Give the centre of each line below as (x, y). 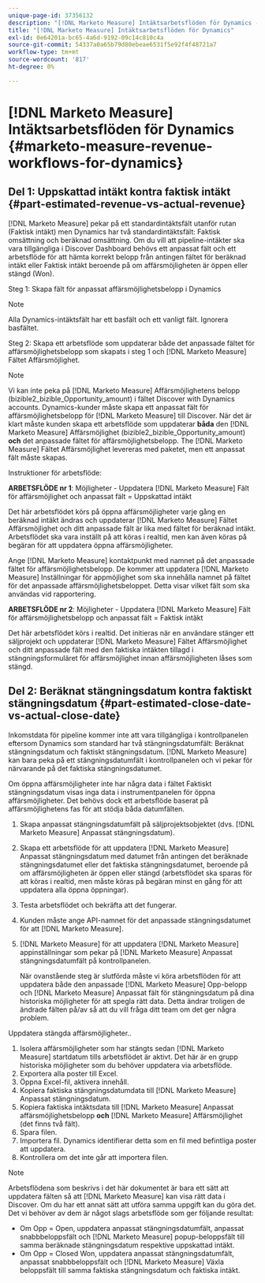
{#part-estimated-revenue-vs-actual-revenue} (127, 205)
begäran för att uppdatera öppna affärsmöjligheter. (91, 545)
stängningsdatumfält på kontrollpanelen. (85, 960)
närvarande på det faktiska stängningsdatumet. (85, 768)
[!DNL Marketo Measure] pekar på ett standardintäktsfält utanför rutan (122, 223)
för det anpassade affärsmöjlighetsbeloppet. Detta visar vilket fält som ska (129, 585)
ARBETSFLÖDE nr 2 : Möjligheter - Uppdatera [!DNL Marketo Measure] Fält (129, 609)
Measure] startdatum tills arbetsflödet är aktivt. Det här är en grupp (129, 1057)
